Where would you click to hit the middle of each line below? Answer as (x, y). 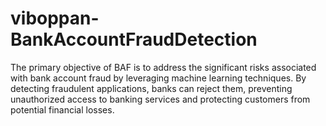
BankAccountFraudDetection (134, 39)
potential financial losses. (62, 109)
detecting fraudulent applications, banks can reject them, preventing (151, 88)
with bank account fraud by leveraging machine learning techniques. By (158, 78)
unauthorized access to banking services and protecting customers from (160, 99)
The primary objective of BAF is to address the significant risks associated (163, 67)
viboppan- (55, 18)
